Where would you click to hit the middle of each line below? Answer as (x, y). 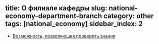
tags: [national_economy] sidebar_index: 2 (74, 24)
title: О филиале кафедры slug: (56, 8)
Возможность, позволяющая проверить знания (64, 36)
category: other (128, 16)
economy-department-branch (54, 16)
